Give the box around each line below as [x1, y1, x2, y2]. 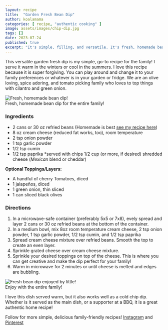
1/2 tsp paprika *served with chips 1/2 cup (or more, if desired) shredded [12, 151, 162, 157]
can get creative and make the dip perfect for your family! [12, 258, 131, 264]
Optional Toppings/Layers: [5, 166, 62, 172]
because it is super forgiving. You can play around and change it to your [5, 69, 153, 75]
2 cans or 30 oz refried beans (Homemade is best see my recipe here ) [12, 124, 157, 130]
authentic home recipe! [5, 304, 53, 310]
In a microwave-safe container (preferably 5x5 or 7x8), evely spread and [12, 215, 162, 222]
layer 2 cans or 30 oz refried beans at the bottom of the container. [12, 221, 149, 227]
